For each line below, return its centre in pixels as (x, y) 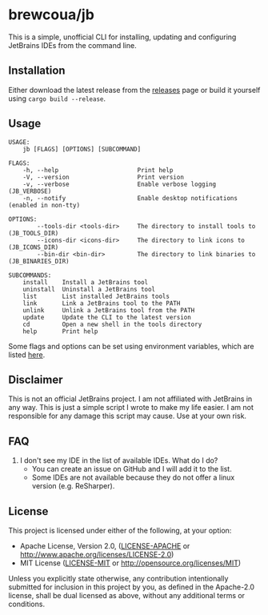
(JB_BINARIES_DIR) (39, 261)
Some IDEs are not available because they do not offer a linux (133, 477)
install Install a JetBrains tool (86, 282)
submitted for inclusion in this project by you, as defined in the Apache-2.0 (131, 587)
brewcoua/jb (51, 15)
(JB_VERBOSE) (30, 191)
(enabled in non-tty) (44, 205)
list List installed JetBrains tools (96, 296)
